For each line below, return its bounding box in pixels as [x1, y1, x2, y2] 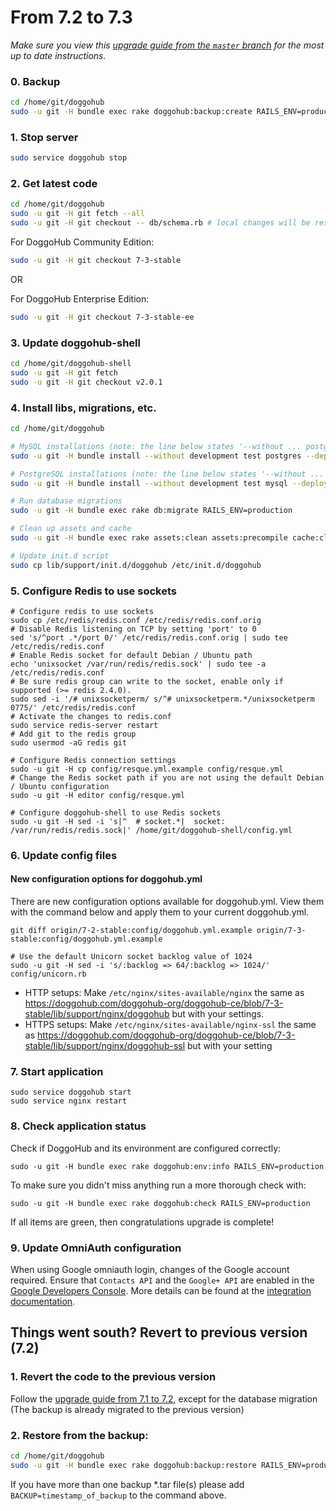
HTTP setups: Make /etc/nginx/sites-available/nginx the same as [24, 987, 305, 999]
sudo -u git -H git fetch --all [10, 209, 145, 219]
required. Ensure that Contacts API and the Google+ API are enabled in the [10, 1274, 315, 1286]
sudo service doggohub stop [10, 153, 128, 163]
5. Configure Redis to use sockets [10, 584, 177, 598]
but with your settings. [171, 1008, 265, 1020]
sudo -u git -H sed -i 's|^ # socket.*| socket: [10, 816, 226, 826]
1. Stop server [10, 130, 79, 144]
